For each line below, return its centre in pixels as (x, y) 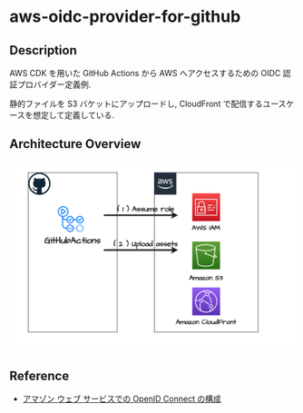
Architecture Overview (75, 144)
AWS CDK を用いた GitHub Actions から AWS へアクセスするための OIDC (145, 73)
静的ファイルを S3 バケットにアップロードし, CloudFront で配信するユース (148, 103)
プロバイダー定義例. (54, 84)
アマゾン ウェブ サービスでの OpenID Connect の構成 (122, 399)
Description (43, 50)
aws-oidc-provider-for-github (125, 17)
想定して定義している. (74, 115)
